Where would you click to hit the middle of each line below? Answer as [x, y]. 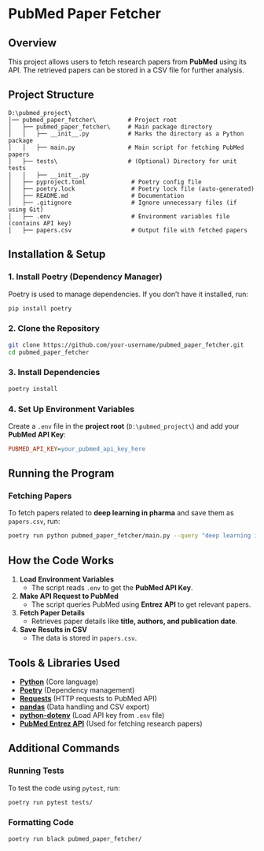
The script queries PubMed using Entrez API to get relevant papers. [141, 604]
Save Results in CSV [53, 630]
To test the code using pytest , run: [64, 788]
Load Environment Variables [67, 579]
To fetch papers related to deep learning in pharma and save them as [121, 513]
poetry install [33, 388]
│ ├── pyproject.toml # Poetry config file [105, 182]
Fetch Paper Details [52, 613]
